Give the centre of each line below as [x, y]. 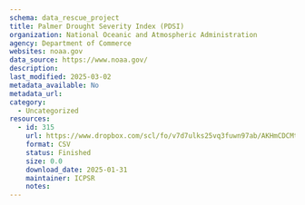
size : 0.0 [44, 161]
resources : [30, 119]
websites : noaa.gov [46, 52]
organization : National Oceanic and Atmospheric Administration [133, 34]
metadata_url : [36, 93]
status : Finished [59, 152]
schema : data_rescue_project [64, 18]
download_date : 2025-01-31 [77, 170]
